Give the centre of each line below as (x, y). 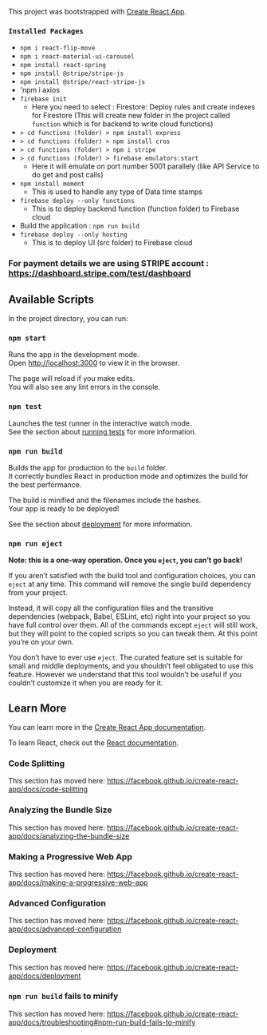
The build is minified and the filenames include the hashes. (105, 500)
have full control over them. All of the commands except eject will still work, (133, 625)
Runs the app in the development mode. (74, 355)
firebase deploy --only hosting (73, 235)
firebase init (43, 99)
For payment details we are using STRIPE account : (109, 264)
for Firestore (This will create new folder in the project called (131, 116)
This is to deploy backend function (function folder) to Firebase (135, 209)
